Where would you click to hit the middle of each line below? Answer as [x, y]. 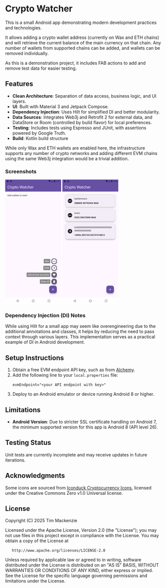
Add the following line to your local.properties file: [65, 375]
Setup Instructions [35, 358]
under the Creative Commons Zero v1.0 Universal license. [64, 493]
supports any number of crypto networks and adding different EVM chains [81, 153]
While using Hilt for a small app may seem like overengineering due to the [81, 326]
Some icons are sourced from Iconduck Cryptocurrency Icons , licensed [78, 488]
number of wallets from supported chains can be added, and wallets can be [83, 48]
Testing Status [28, 443]
